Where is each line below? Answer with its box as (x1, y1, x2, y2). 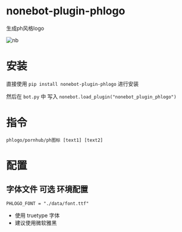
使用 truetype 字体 (14, 212, 60, 219)
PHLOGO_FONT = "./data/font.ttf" (6, 200, 89, 206)
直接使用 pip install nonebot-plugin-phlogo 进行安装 (6, 80, 139, 87)
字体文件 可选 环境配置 (6, 184, 88, 194)
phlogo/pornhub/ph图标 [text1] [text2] (6, 137, 103, 143)
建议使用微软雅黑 (14, 219, 57, 226)
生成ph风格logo (6, 24, 45, 32)
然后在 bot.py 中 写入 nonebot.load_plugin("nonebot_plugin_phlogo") (6, 92, 177, 100)
